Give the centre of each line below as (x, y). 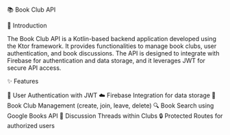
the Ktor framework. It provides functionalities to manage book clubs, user (112, 46)
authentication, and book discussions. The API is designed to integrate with (113, 53)
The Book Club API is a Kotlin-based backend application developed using (112, 39)
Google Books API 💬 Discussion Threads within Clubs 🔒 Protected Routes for (115, 116)
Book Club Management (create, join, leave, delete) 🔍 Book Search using (111, 106)
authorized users (31, 126)
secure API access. (34, 68)
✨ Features (23, 81)
